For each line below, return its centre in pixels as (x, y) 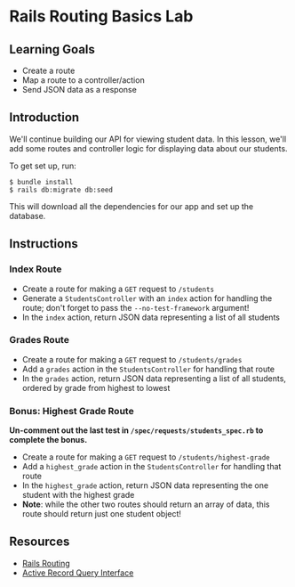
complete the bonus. (48, 440)
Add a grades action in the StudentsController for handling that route (148, 369)
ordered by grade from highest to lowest (96, 387)
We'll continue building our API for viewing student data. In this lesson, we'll (148, 139)
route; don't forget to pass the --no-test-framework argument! (136, 307)
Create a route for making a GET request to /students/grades (132, 359)
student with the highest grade (78, 495)
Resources (40, 542)
